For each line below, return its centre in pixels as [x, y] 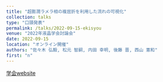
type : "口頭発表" [26, 22]
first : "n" [19, 55]
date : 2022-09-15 [27, 39]
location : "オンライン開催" [38, 45]
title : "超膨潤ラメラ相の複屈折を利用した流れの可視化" [66, 12]
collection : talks [29, 17]
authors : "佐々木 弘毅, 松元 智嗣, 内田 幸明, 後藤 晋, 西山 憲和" [82, 50]
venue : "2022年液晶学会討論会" [41, 34]
